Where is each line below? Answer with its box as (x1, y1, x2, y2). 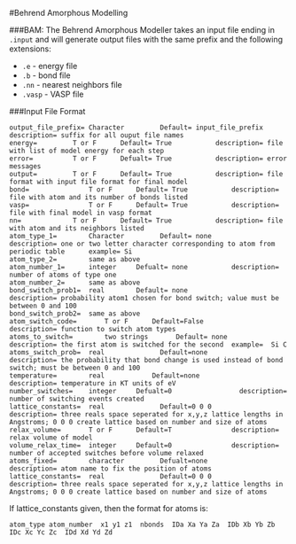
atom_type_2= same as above (9, 255, 141, 264)
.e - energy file (21, 61, 78, 71)
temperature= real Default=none (9, 371, 200, 380)
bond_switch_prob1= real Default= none (9, 286, 189, 295)
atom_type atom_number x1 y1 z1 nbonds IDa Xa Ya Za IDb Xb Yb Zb (9, 520, 276, 529)
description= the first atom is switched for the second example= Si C (9, 340, 288, 349)
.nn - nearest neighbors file (21, 80, 122, 89)
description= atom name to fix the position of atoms (9, 464, 213, 473)
